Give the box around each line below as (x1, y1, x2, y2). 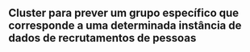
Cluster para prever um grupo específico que (8, 6, 240, 20)
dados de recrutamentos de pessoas (8, 31, 197, 45)
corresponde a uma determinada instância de (8, 19, 242, 33)
